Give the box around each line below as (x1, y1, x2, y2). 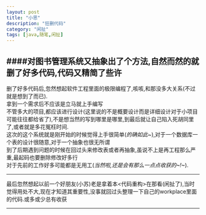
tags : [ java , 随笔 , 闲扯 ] (6, 32, 63, 38)
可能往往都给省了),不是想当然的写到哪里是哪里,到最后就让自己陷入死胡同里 (6, 115, 194, 123)
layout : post (6, 9, 40, 15)
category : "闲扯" (6, 26, 49, 32)
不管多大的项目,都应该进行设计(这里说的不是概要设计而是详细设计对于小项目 (6, 108, 198, 115)
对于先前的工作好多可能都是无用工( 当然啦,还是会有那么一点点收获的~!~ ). (6, 161, 189, 168)
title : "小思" (6, 15, 41, 21)
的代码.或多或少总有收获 (6, 195, 67, 203)
